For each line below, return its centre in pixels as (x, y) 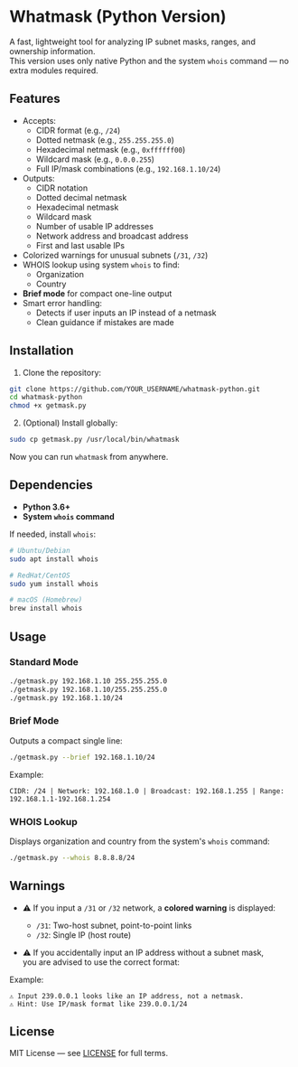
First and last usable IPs (80, 245)
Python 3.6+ (46, 507)
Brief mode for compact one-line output (97, 293)
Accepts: (39, 120)
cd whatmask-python (46, 398)
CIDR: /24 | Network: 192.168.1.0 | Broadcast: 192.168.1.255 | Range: (147, 791)
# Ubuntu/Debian (40, 550)
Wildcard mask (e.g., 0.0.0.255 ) (95, 159)
